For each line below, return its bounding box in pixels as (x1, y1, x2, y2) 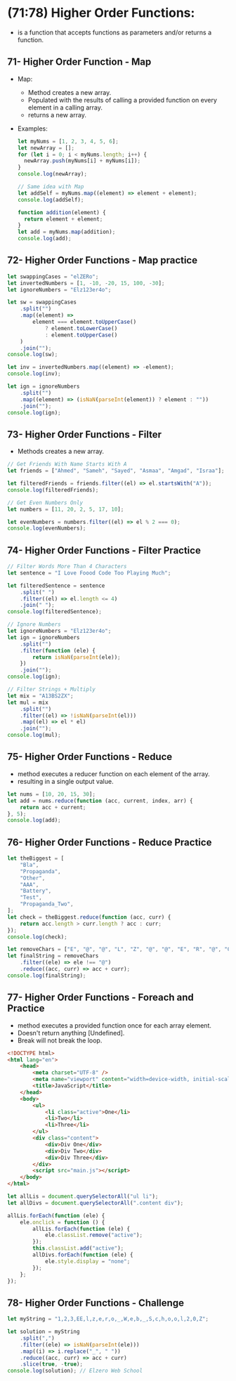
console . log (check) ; (7, 933, 68, 941)
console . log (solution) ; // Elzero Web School (7, 1368, 143, 1375)
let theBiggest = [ (7, 855, 65, 862)
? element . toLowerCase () (44, 325, 118, 332)
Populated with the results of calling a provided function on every (27, 96, 218, 104)
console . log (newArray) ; (17, 171, 88, 178)
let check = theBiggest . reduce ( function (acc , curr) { (7, 913, 171, 921)
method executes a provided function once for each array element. (17, 1021, 212, 1030)
